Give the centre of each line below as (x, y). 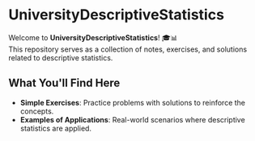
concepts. (37, 111)
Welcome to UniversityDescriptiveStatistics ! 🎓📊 (93, 37)
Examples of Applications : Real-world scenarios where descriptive (132, 119)
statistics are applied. (55, 128)
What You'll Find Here (64, 83)
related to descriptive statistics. (61, 57)
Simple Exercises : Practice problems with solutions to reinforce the (132, 102)
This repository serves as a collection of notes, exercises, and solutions (128, 49)
